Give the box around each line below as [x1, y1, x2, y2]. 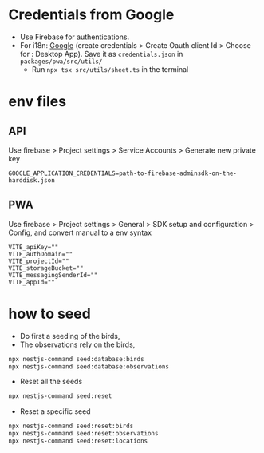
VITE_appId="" [8, 278, 56, 286]
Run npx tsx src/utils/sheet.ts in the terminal [31, 64, 189, 74]
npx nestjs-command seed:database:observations [8, 362, 170, 371]
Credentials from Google [8, 6, 175, 24]
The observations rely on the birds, [19, 340, 136, 349]
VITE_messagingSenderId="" [8, 271, 98, 279]
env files [8, 93, 66, 111]
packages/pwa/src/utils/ [19, 58, 103, 66]
